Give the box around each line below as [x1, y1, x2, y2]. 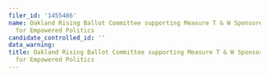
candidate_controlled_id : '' [8, 33, 106, 42]
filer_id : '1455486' [8, 11, 78, 20]
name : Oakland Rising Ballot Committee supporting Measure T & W [8, 19, 231, 27]
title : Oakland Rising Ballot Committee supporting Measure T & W [8, 48, 235, 56]
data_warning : [8, 41, 56, 49]
